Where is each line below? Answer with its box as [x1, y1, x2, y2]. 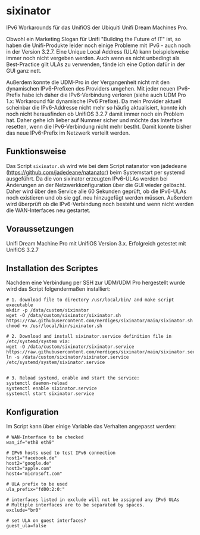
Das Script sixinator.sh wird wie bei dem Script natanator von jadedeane [6, 162, 187, 169]
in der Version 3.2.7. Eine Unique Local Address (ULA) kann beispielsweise [6, 48, 189, 55]
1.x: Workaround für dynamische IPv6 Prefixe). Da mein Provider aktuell [6, 97, 182, 105]
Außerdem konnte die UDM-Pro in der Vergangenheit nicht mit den [6, 79, 170, 86]
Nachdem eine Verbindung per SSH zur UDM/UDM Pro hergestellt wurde [6, 279, 186, 287]
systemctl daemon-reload [6, 380, 68, 387]
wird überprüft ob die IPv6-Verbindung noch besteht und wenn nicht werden [6, 200, 194, 207]
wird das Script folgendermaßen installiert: [6, 285, 111, 293]
